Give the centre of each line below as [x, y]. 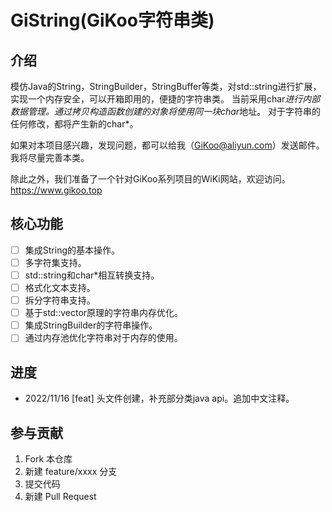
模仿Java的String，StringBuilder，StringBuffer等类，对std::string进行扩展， [166, 86]
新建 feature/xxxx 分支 [71, 471]
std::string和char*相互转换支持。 [92, 275]
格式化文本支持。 [60, 287]
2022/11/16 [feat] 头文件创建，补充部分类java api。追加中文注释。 [159, 398]
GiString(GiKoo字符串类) [112, 20]
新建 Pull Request [60, 496]
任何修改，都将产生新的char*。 [74, 124]
